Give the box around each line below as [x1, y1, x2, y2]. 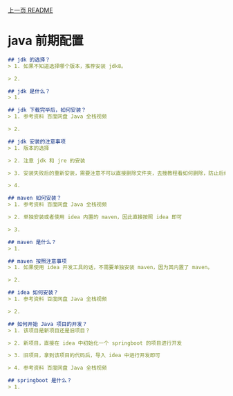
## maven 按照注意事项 [8, 257, 67, 265]
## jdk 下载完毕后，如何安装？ [8, 107, 86, 114]
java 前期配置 [8, 33, 84, 49]
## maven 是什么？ [8, 239, 57, 246]
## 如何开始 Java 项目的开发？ [8, 320, 88, 327]
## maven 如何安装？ [8, 195, 62, 202]
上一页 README [8, 6, 54, 14]
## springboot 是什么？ [8, 377, 72, 384]
